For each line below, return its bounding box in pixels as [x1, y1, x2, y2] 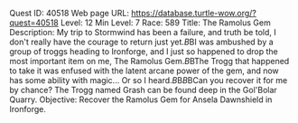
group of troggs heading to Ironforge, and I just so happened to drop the [9, 46, 278, 57]
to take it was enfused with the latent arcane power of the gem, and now [9, 65, 280, 76]
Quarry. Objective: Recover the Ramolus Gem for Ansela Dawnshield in [9, 94, 273, 105]
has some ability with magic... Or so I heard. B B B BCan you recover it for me [9, 75, 288, 85]
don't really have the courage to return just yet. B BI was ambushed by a [9, 36, 274, 47]
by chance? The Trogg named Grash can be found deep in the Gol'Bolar [9, 85, 277, 95]
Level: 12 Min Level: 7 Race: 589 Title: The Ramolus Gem [60, 17, 271, 28]
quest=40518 [9, 17, 59, 28]
